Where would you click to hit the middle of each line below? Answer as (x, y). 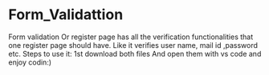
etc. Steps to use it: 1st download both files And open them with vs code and (135, 53)
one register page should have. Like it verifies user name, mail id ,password (133, 45)
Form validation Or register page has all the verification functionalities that (131, 37)
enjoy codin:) (30, 62)
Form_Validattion (66, 15)
